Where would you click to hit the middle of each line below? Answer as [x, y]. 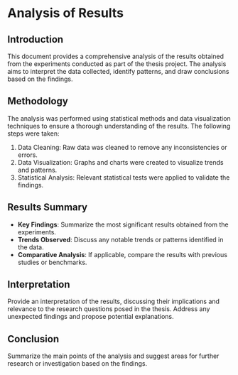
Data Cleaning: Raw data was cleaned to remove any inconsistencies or [122, 147]
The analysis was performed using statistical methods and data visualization [119, 118]
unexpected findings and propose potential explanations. [91, 317]
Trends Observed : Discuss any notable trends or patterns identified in [120, 239]
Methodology [38, 101]
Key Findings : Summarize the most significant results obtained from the [123, 224]
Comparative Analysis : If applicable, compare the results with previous [122, 254]
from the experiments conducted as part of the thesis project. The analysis [117, 64]
